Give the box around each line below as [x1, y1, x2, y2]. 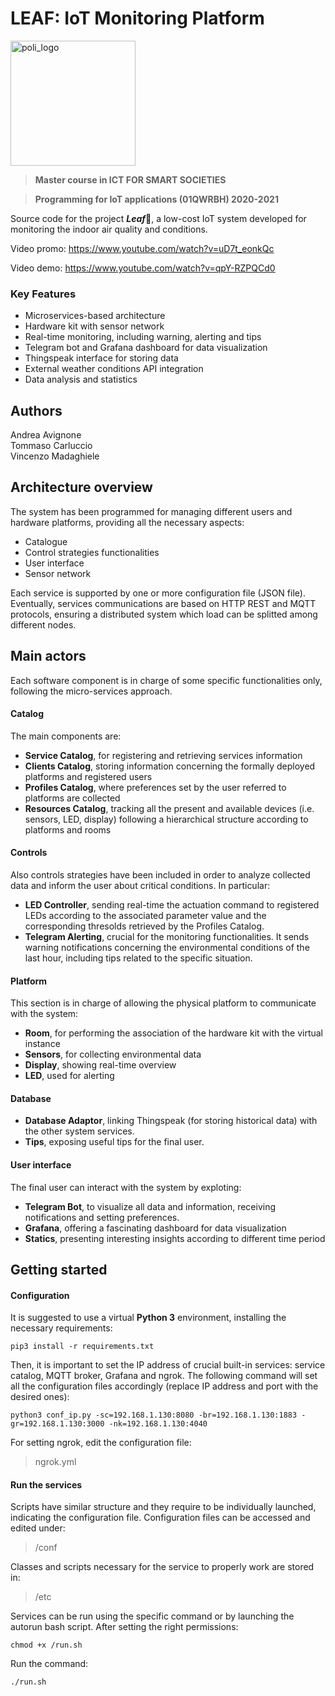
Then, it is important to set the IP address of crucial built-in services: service [10, 1359, 326, 1371]
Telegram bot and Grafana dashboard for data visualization [24, 342, 268, 354]
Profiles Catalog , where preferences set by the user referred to [24, 781, 287, 793]
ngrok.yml [34, 1456, 77, 1468]
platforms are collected [24, 792, 121, 804]
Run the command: [10, 1658, 89, 1670]
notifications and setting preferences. [24, 1211, 180, 1223]
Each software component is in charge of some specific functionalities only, [10, 674, 323, 686]
